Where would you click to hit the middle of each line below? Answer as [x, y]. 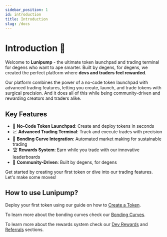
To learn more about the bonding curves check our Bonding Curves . [75, 215]
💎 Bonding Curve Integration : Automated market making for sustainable [87, 139]
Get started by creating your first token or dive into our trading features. [79, 172]
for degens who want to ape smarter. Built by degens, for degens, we [76, 67]
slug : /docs [17, 24]
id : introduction [23, 14]
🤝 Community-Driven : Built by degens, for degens [65, 162]
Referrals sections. [24, 230]
